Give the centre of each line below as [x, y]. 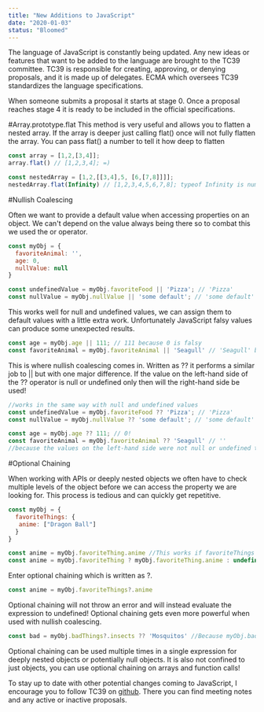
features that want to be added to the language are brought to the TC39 [125, 61]
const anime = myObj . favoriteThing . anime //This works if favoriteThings [132, 553]
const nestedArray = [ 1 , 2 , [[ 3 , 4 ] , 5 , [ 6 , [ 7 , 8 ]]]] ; [91, 178]
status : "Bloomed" [38, 30]
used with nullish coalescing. [55, 622]
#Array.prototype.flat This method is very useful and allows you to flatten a [130, 125]
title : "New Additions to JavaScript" [71, 15]
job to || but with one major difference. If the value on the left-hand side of [128, 374]
